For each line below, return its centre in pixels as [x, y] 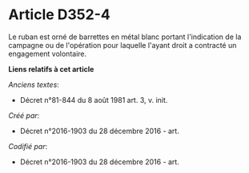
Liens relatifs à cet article [51, 69]
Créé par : [24, 115]
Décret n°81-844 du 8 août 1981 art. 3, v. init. [94, 100]
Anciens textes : [34, 85]
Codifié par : [28, 146]
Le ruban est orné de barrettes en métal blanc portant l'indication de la [125, 37]
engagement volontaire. [48, 53]
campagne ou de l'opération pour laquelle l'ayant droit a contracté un [122, 45]
